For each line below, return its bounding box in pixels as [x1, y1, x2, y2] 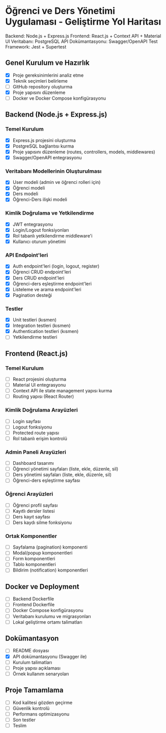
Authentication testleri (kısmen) [12, 328, 79, 335]
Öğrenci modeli [12, 185, 45, 191]
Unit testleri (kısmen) [12, 317, 57, 323]
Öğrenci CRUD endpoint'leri [12, 269, 71, 275]
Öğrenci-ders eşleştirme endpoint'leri [12, 280, 92, 287]
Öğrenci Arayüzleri [5, 490, 53, 498]
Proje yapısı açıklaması [12, 665, 61, 671]
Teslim [12, 722, 27, 728]
